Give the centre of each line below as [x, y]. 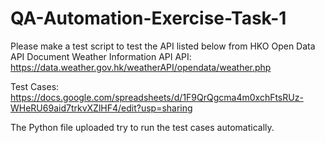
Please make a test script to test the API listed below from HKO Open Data [163, 46]
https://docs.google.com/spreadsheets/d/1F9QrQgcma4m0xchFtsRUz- [157, 97]
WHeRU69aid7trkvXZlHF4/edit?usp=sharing [101, 108]
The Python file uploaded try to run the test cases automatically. [142, 127]
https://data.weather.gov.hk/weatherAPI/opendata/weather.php [141, 67]
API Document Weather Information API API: [101, 56]
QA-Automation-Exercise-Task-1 [148, 18]
